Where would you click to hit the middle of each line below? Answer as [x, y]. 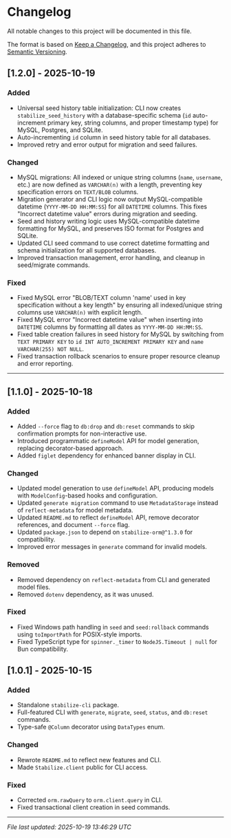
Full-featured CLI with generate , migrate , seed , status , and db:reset [112, 712]
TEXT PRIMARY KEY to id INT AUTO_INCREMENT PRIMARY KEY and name [110, 342]
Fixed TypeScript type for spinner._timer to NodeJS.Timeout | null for [117, 641]
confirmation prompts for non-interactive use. [82, 433]
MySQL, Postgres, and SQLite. [60, 130]
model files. [34, 587]
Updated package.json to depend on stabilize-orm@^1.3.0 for [105, 532]
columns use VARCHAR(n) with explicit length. [80, 312]
